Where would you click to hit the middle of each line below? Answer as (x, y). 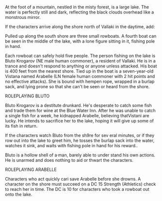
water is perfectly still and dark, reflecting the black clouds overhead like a (80, 12)
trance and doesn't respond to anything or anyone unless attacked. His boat (81, 66)
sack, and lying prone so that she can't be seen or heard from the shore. (77, 86)
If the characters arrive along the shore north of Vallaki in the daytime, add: (80, 27)
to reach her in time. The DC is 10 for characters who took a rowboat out (77, 189)
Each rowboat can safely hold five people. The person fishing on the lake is (80, 56)
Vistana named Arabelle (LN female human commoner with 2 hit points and (80, 76)
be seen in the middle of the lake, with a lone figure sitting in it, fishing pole (80, 41)
